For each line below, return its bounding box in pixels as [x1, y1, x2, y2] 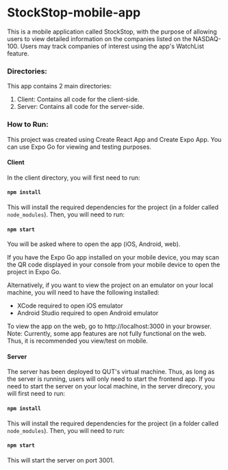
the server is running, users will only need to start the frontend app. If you [7, 375, 216, 383]
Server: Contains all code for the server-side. [16, 103, 145, 111]
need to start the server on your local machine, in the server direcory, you [7, 382, 216, 391]
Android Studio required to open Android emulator [16, 309, 159, 317]
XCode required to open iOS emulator [16, 301, 123, 310]
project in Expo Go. [7, 268, 62, 276]
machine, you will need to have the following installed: [7, 288, 160, 297]
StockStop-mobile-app [7, 5, 141, 21]
